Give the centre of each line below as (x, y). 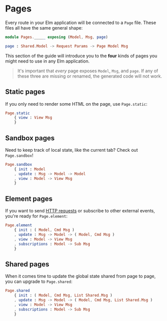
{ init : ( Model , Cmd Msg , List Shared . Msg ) (63, 295)
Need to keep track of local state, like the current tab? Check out (72, 150)
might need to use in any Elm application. (47, 61)
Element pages (29, 199)
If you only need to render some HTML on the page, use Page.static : (76, 104)
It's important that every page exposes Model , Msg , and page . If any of (88, 71)
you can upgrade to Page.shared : (39, 281)
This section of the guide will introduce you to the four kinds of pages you (81, 56)
